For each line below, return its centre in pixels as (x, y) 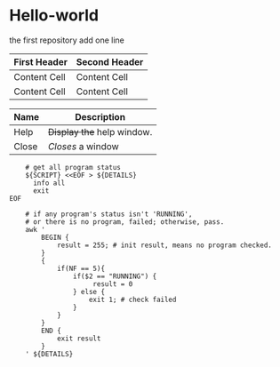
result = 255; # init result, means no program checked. (164, 245)
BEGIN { (55, 237)
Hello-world (54, 16)
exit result (79, 339)
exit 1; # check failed (132, 299)
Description (100, 116)
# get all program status (73, 167)
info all (49, 183)
